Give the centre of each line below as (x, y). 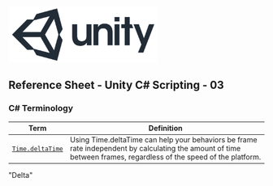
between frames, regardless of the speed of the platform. (166, 157)
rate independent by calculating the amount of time (156, 149)
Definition (165, 129)
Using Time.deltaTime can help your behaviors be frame (164, 140)
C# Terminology (41, 108)
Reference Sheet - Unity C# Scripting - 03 (117, 85)
